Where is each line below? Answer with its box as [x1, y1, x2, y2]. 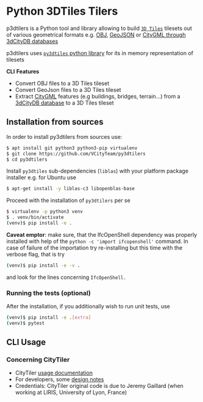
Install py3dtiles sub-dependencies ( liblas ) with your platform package [6, 167, 189, 175]
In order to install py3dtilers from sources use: [6, 133, 123, 140]
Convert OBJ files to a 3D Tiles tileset [15, 80, 110, 87]
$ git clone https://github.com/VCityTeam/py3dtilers [6, 151, 146, 157]
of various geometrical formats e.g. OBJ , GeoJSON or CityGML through [6, 31, 186, 38]
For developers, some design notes [15, 376, 104, 383]
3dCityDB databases [6, 37, 59, 45]
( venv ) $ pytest [6, 320, 45, 326]
